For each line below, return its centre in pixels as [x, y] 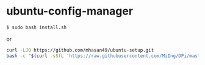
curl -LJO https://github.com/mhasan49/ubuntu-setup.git [80, 50]
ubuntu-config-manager [70, 11]
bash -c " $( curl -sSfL [35, 56]
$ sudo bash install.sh [37, 27]
